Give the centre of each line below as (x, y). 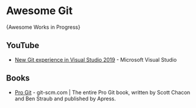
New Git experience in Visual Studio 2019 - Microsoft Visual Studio (96, 59)
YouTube (23, 45)
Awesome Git (39, 11)
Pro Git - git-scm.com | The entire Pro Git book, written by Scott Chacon (102, 92)
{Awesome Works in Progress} (43, 27)
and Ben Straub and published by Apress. (65, 99)
